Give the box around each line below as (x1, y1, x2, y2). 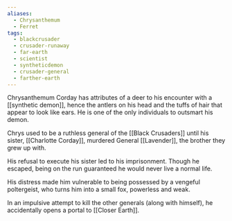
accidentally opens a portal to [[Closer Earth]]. (7, 206, 140, 215)
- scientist (13, 55, 48, 62)
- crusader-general (13, 68, 70, 75)
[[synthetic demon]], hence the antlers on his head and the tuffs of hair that (7, 101, 223, 109)
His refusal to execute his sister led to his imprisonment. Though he (7, 157, 199, 166)
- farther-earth (13, 74, 60, 82)
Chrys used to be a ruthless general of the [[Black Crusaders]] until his (7, 129, 209, 137)
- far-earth (13, 49, 48, 56)
